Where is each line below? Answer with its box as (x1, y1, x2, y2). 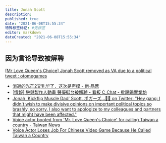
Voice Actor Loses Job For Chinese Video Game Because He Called (12, 127, 151, 133)
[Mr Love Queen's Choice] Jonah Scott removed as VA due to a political (5, 68, 152, 73)
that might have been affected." (12, 111, 77, 117)
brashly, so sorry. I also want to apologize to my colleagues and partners (12, 106, 161, 112)
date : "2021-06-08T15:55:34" (5, 21, 65, 26)
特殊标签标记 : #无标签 (5, 26, 46, 31)
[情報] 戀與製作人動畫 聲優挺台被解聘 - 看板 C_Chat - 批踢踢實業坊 (12, 89, 147, 95)
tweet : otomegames (5, 72, 47, 79)
